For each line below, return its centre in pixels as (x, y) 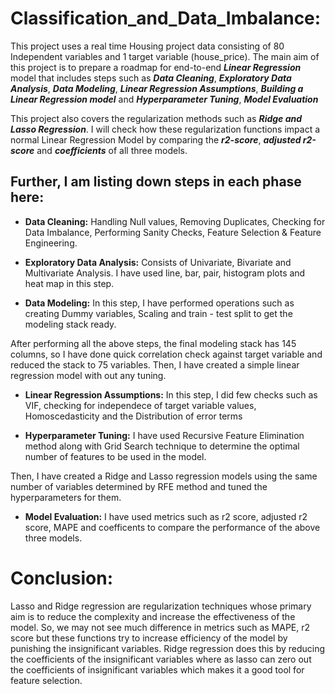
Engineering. (51, 243)
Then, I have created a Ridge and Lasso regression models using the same (164, 476)
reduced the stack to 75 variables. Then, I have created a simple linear (155, 364)
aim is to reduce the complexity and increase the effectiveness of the (153, 616)
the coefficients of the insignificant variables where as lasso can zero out (161, 659)
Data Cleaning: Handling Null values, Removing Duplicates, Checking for (175, 221)
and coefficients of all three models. (112, 150)
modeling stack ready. (70, 324)
